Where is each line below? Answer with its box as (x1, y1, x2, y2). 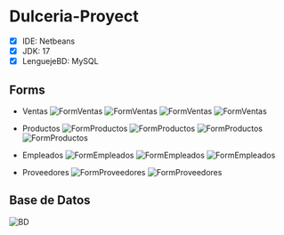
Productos (21, 123, 61, 134)
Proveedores (21, 166, 69, 177)
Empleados (21, 150, 64, 160)
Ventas (21, 105, 49, 117)
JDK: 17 (21, 46, 51, 56)
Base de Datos (9, 193, 91, 208)
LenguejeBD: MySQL (21, 56, 100, 67)
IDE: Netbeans (21, 36, 76, 46)
